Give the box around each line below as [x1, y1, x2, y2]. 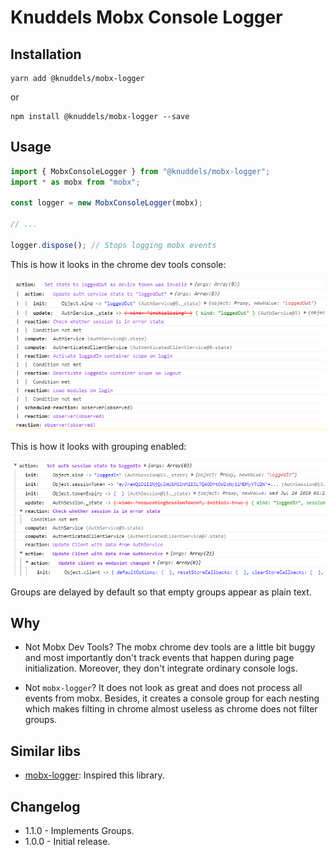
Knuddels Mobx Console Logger [10, 6, 283, 29]
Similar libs [10, 742, 82, 760]
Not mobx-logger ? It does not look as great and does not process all [24, 682, 303, 694]
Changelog [10, 798, 81, 815]
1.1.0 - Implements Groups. [24, 825, 135, 837]
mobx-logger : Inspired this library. [24, 769, 165, 781]
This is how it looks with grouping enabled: [10, 441, 187, 453]
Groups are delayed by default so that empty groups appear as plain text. [10, 586, 312, 598]
